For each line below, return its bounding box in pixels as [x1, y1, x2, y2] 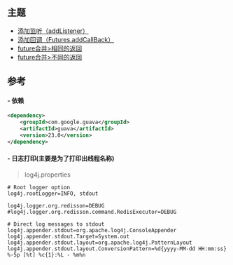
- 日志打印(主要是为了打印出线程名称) [7, 154, 115, 163]
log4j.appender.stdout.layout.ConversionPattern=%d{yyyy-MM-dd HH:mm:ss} [7, 245, 227, 252]
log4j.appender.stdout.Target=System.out [7, 233, 130, 240]
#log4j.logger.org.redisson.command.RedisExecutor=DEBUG [7, 208, 177, 215]
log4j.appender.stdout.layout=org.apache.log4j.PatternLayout [7, 239, 192, 246]
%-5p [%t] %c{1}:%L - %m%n [7, 251, 86, 258]
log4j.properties [24, 170, 71, 179]
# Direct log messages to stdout [7, 220, 105, 228]
